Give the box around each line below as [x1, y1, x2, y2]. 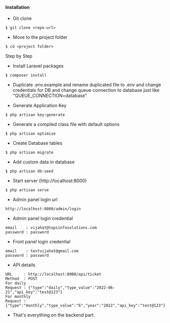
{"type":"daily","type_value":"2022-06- [28, 285, 115, 290]
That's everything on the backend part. [12, 312, 95, 318]
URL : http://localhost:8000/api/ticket [5, 272, 102, 277]
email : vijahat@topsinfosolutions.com [5, 225, 97, 231]
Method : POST [5, 276, 38, 282]
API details [12, 262, 36, 268]
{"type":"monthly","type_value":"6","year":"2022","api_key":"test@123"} [5, 303, 166, 308]
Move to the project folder [12, 34, 68, 40]
